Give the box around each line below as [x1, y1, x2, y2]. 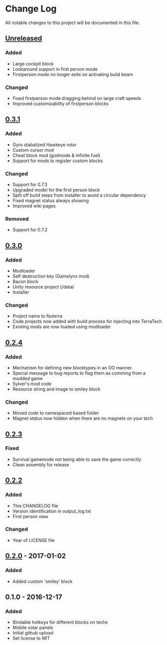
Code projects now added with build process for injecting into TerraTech [12, 318, 162, 324]
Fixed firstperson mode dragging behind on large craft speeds [12, 95, 141, 101]
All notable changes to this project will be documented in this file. [5, 20, 140, 26]
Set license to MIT [12, 635, 50, 641]
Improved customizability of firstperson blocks [12, 100, 109, 106]
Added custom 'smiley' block [12, 578, 73, 584]
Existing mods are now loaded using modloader [12, 324, 111, 330]
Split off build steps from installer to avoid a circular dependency [12, 192, 146, 198]
